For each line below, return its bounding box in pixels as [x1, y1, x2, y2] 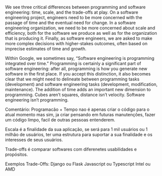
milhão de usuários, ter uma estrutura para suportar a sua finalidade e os [5, 132, 153, 137]
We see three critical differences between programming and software [5, 4, 146, 10]
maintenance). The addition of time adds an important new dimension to [5, 87, 151, 92]
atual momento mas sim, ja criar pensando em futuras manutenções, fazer [5, 112, 156, 117]
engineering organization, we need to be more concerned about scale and [5, 25, 156, 31]
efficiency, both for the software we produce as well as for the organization [5, 30, 157, 36]
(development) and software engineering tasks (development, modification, [5, 81, 158, 87]
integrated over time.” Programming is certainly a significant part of [5, 61, 141, 66]
